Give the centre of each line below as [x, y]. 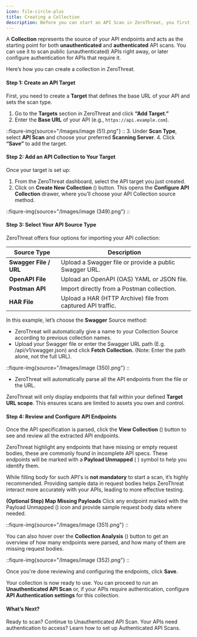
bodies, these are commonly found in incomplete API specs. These [87, 453]
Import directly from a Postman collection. [118, 288]
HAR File [21, 302]
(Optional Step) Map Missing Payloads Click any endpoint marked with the [97, 501]
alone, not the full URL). [43, 356]
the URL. [25, 385]
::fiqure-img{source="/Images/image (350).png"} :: [68, 368]
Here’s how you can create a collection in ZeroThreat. [71, 69]
